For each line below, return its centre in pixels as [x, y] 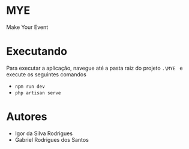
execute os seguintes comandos [46, 74]
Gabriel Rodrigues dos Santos [52, 139]
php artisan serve [38, 93]
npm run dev [30, 87]
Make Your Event [27, 27]
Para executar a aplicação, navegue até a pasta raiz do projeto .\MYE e [94, 68]
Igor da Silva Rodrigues [44, 133]
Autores [27, 117]
